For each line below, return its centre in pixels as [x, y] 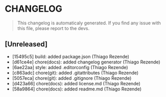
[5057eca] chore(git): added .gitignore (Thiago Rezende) [72, 78]
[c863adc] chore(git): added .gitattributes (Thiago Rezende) [75, 73]
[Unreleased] [26, 44]
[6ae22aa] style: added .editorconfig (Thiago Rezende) [70, 67]
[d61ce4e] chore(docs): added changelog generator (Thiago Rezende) [86, 62]
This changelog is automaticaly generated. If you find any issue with [89, 23]
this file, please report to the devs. [53, 28]
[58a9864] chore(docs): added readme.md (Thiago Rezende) [77, 89]
